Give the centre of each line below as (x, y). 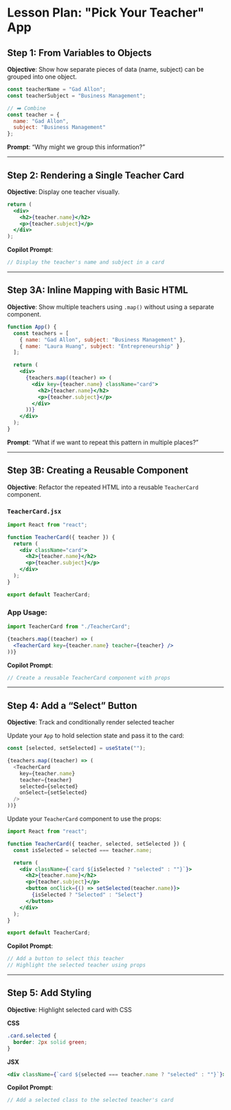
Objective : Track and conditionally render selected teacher (91, 722)
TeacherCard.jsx (34, 511)
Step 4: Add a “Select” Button (72, 705)
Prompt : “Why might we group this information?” (76, 147)
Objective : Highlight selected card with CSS (69, 1009)
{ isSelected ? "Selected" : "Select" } (87, 895)
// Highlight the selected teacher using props (77, 965)
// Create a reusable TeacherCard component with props (89, 677)
